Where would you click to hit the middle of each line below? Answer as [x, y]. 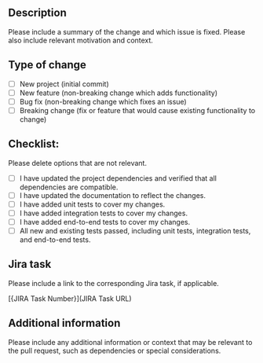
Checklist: [34, 144]
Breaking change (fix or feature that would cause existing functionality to [137, 110]
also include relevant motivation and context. [80, 40]
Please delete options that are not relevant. [78, 163]
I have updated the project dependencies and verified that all [118, 178]
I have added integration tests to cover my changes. [104, 213]
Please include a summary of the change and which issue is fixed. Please [127, 31]
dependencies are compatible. [69, 187]
